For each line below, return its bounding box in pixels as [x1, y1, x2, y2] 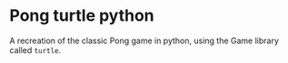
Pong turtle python [9, 5, 154, 26]
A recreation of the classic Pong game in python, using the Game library [9, 35, 280, 46]
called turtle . [9, 44, 62, 55]
